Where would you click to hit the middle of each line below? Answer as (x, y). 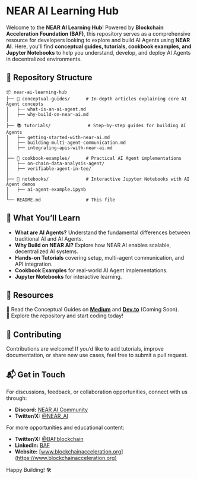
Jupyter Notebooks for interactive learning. (68, 276)
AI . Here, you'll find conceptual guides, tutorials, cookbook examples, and (99, 46)
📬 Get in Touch (36, 375)
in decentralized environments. (44, 59)
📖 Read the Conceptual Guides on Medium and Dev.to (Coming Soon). (93, 310)
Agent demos (21, 184)
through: (17, 398)
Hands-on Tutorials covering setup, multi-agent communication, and (99, 257)
